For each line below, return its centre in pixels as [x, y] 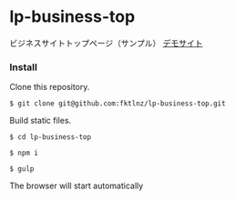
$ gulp [22, 169]
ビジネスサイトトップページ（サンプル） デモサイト [106, 43]
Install [24, 67]
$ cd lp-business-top [51, 137]
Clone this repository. [50, 87]
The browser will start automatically [77, 186]
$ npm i [24, 153]
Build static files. [41, 121]
